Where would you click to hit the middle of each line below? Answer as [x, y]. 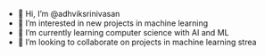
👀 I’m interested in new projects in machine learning [113, 23]
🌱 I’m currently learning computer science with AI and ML [123, 32]
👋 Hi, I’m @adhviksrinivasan [69, 14]
